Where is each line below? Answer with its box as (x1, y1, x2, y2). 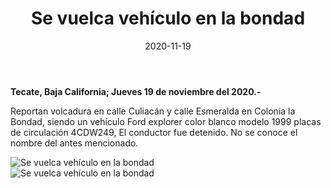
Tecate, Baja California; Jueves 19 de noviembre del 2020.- (10, 85, 262, 97)
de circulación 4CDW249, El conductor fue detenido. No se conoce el (10, 126, 298, 138)
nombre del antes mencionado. (10, 137, 139, 149)
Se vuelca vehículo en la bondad (30, 7, 306, 30)
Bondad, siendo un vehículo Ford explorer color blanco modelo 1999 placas (10, 115, 322, 127)
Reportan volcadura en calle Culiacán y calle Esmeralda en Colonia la (10, 105, 296, 117)
